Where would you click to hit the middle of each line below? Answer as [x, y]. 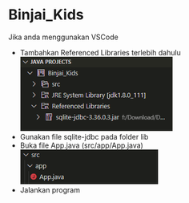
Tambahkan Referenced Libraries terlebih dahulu [101, 52]
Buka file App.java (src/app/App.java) [82, 145]
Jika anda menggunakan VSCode [63, 37]
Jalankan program [50, 189]
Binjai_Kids [46, 15]
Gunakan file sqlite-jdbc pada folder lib [84, 136]
